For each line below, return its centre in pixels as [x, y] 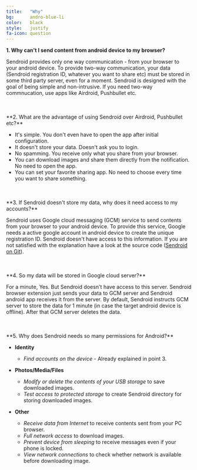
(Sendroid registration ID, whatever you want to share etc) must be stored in [98, 74]
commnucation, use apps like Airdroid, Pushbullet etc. [71, 93]
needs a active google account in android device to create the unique [90, 233]
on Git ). [15, 252]
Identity [24, 347]
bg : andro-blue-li [35, 17]
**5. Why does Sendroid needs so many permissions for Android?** [90, 336]
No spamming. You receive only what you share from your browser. [96, 153]
